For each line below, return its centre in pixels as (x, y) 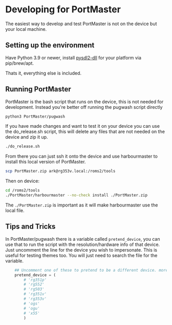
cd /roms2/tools (23, 190)
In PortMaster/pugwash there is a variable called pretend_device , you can (83, 239)
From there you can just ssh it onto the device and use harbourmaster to (81, 156)
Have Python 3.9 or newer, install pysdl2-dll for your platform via (73, 58)
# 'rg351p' (35, 280)
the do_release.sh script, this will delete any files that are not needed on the (85, 131)
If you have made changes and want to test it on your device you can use (83, 126)
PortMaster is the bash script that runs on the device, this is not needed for (84, 102)
